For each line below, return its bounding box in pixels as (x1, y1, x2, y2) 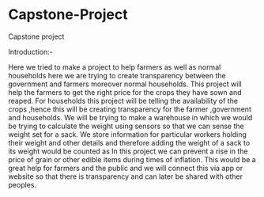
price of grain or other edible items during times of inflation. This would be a (8, 154, 257, 164)
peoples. (8, 180, 37, 189)
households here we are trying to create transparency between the (8, 70, 227, 80)
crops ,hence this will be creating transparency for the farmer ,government (8, 104, 251, 114)
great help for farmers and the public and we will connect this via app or (8, 163, 243, 172)
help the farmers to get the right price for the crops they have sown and (8, 87, 243, 97)
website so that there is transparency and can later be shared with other (8, 172, 243, 181)
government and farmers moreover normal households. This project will (8, 79, 243, 89)
